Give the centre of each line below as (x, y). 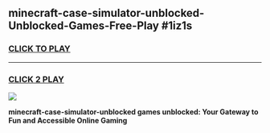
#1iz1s (177, 26)
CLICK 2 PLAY (36, 79)
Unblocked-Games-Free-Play (84, 26)
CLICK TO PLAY (39, 49)
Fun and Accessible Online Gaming (68, 120)
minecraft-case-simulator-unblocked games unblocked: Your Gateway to (133, 111)
